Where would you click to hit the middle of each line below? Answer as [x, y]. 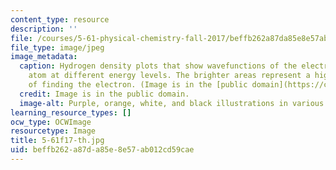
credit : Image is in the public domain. [104, 94]
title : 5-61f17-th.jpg [57, 141]
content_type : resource [60, 19]
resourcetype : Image [53, 131]
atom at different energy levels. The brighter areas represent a [169, 76]
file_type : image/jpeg [57, 47]
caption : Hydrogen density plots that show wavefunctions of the [158, 66]
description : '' [44, 29]
